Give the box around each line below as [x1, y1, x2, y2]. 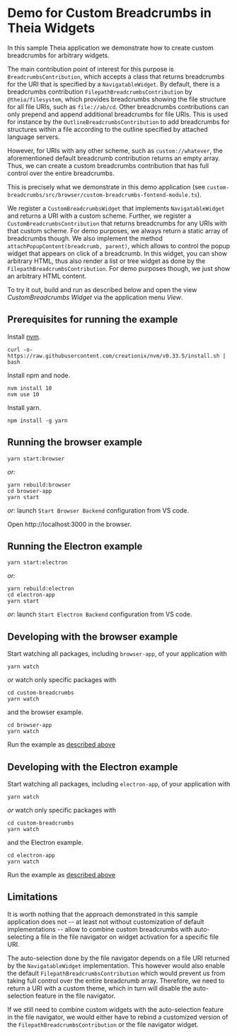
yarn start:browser [7, 455, 65, 462]
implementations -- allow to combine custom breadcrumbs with [7, 925, 193, 933]
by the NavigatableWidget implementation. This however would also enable [7, 961, 225, 969]
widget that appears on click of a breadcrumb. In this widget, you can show [7, 249, 228, 257]
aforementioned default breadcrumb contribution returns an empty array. [7, 154, 221, 162]
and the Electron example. [7, 838, 83, 847]
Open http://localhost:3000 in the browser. [7, 520, 132, 528]
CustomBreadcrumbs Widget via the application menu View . [7, 293, 183, 301]
